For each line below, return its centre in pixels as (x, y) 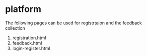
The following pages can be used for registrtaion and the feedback (74, 23)
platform (23, 9)
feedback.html (27, 43)
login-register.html (31, 48)
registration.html (29, 38)
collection (15, 28)
